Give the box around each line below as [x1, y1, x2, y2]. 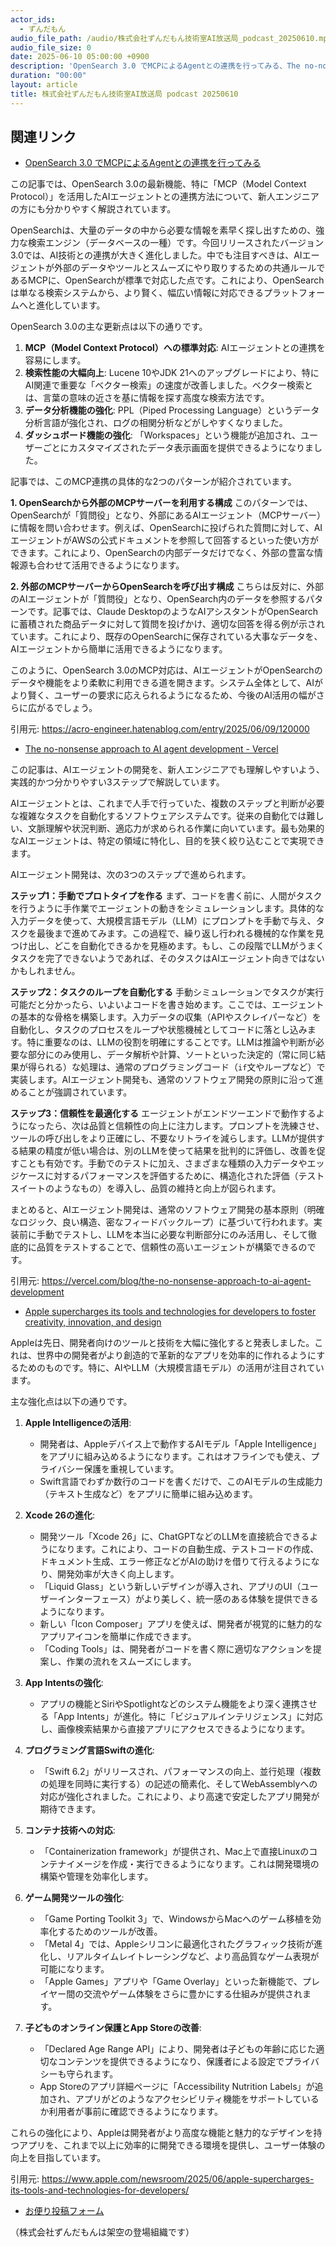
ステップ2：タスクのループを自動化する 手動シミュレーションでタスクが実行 [10, 986, 325, 998]
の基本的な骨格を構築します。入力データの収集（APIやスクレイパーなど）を [10, 1011, 322, 1023]
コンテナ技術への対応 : [24, 1824, 116, 1836]
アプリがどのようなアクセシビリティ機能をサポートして [74, 2093, 302, 2105]
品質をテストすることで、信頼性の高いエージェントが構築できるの [36, 1241, 308, 1253]
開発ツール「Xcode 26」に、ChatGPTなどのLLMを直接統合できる [39, 1531, 310, 1543]
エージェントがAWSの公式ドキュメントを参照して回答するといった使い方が [10, 534, 319, 546]
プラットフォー [263, 287, 326, 299]
